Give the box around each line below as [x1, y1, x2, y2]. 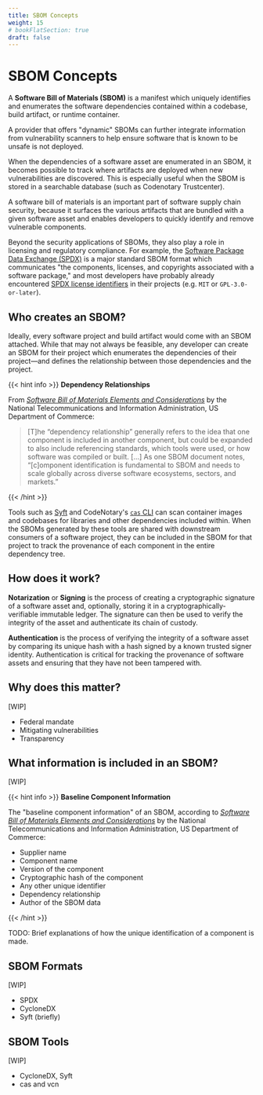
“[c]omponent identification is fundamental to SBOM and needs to [27, 460, 240, 470]
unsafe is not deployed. [8, 142, 84, 152]
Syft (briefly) [19, 1013, 61, 1022]
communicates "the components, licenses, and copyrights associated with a [8, 262, 254, 272]
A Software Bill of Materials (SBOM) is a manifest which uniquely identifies [8, 93, 251, 103]
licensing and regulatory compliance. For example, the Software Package [8, 246, 244, 255]
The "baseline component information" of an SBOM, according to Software [8, 808, 250, 817]
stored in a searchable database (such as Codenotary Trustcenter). [8, 182, 225, 192]
